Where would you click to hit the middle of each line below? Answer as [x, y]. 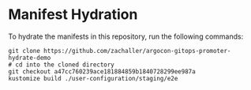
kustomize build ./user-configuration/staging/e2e [93, 78]
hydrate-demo [30, 58]
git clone [24, 51]
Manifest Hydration [73, 15]
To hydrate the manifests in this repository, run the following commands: [126, 36]
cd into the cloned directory [65, 65]
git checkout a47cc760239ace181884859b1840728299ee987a [102, 71]
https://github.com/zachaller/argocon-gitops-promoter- [137, 51]
